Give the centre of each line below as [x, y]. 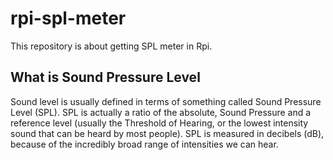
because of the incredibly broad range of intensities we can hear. [144, 144]
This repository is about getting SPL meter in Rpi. [111, 46]
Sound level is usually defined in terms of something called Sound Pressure [166, 101]
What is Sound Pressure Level [105, 77]
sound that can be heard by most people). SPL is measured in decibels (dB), [167, 133]
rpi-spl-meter [68, 18]
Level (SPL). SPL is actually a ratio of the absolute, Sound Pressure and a [161, 112]
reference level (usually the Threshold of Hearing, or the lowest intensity [159, 123]
